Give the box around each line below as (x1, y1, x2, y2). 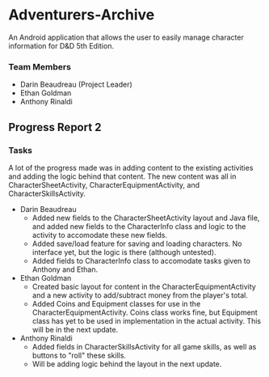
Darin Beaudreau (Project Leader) (19, 79, 133, 90)
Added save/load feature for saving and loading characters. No (32, 239, 242, 248)
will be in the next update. (32, 324, 119, 334)
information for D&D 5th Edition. (8, 40, 115, 50)
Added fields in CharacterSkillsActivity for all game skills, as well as (32, 341, 257, 351)
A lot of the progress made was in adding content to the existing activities (8, 163, 254, 172)
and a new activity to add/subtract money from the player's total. (32, 290, 248, 300)
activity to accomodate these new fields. (32, 230, 168, 239)
